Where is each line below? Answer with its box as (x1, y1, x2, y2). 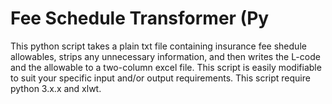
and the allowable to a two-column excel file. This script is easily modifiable (10, 61, 322, 73)
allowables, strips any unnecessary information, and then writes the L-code (10, 50, 321, 62)
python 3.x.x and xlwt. (10, 82, 102, 94)
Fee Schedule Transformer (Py (10, 7, 270, 30)
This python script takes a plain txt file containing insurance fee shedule (10, 40, 307, 52)
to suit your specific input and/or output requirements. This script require (10, 72, 311, 84)
